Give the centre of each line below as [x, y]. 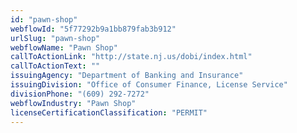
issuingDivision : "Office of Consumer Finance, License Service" [149, 85]
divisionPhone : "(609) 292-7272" [80, 94]
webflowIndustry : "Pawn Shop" [73, 103]
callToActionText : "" [55, 66]
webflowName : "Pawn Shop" [64, 47]
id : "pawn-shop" [44, 19]
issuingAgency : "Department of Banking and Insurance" [127, 76]
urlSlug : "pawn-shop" [55, 38]
